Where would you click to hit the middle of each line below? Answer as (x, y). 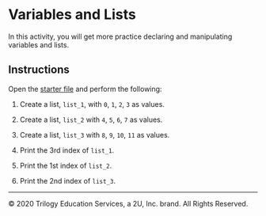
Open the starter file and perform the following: (85, 89)
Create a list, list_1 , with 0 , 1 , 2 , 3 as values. (92, 104)
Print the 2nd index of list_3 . (68, 180)
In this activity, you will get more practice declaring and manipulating (120, 36)
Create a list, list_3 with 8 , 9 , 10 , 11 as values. (95, 135)
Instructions (39, 70)
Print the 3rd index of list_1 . (67, 150)
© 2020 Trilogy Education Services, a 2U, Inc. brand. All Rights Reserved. (128, 203)
